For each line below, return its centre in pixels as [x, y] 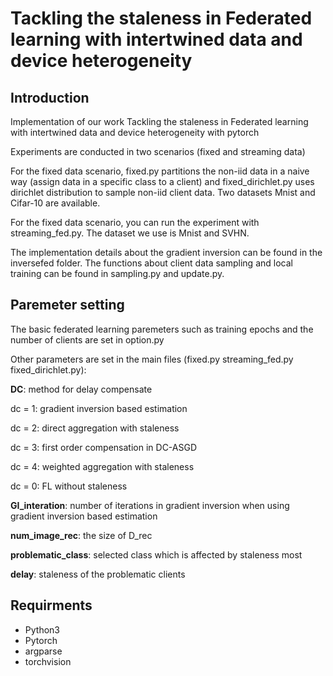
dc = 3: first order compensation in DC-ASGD [104, 447]
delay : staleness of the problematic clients [98, 574]
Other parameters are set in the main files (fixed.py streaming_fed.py [152, 359]
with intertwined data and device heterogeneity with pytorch [135, 132]
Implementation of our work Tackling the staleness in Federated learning [159, 121]
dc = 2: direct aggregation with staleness [95, 428]
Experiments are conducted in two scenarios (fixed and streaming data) [158, 151]
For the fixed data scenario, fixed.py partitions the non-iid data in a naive [160, 171]
